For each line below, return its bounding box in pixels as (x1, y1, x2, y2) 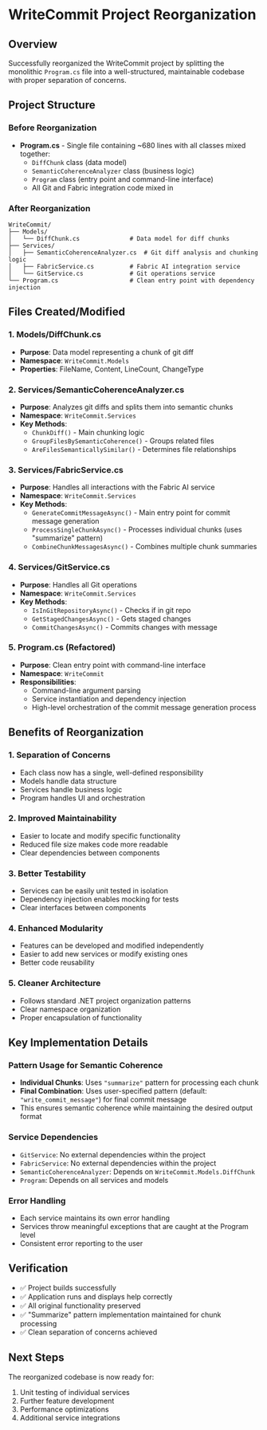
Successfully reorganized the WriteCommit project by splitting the (8, 58, 225, 68)
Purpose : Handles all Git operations (19, 579, 138, 589)
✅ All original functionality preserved (19, 1301, 141, 1310)
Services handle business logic (19, 784, 123, 794)
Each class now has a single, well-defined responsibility (19, 768, 204, 777)
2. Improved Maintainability (8, 813, 117, 824)
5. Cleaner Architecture (8, 978, 101, 989)
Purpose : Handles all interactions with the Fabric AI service (19, 482, 215, 492)
